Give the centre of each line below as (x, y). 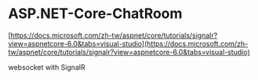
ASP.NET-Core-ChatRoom (95, 14)
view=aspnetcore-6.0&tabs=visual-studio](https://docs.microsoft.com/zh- (128, 43)
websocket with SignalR (47, 67)
